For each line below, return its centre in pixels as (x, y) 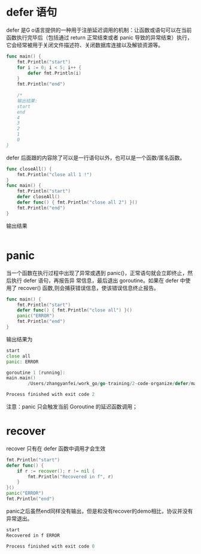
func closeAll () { (29, 169)
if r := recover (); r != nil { (56, 471)
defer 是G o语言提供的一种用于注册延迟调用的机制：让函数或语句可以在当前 (99, 30)
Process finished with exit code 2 (51, 395)
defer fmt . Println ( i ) (55, 73)
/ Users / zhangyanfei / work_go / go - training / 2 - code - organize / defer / (109, 384)
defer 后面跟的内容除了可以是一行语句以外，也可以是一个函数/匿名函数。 (96, 158)
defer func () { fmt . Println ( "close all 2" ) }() (77, 202)
